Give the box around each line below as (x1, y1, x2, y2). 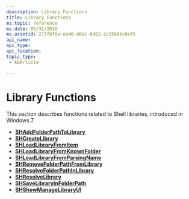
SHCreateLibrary (14, 135, 58, 142)
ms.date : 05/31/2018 (6, 25, 58, 32)
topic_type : (6, 54, 36, 60)
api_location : (6, 48, 42, 54)
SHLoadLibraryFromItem (14, 141, 78, 148)
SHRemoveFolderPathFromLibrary (14, 160, 103, 168)
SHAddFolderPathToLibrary (14, 128, 85, 136)
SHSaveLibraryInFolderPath (14, 180, 87, 187)
